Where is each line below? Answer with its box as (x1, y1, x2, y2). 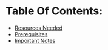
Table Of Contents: (5, 4, 103, 18)
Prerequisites (14, 30, 48, 37)
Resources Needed (14, 24, 63, 31)
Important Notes (14, 37, 56, 44)
